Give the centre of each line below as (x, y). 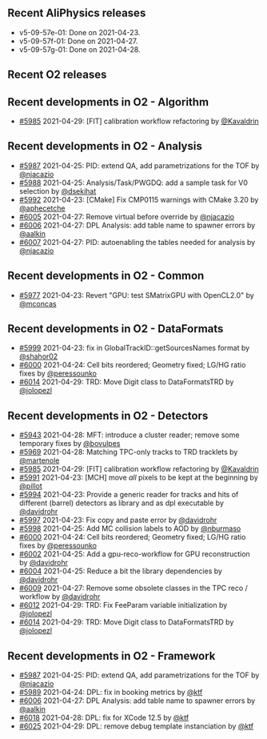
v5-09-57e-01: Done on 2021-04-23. (80, 32)
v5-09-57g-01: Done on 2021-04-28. (80, 49)
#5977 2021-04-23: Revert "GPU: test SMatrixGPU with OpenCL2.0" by (137, 295)
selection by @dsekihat (58, 191)
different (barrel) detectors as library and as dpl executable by (122, 503)
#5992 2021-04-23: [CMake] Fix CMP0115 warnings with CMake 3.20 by (139, 199)
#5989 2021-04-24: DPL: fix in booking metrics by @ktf (111, 693)
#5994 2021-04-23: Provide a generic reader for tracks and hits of (129, 495)
